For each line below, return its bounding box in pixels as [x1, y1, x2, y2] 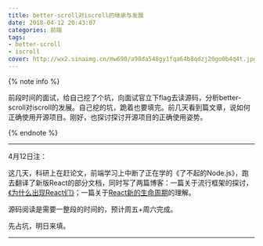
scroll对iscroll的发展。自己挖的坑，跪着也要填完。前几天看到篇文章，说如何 [8, 103, 250, 112]
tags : [8, 33, 26, 42]
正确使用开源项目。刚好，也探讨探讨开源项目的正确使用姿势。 [8, 112, 207, 121]
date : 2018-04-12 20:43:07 [8, 19, 96, 27]
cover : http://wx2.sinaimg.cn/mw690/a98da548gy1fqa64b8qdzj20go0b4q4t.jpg [8, 56, 258, 63]
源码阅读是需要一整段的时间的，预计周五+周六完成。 [8, 204, 178, 214]
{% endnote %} [8, 128, 59, 137]
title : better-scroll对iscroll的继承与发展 [8, 11, 144, 20]
